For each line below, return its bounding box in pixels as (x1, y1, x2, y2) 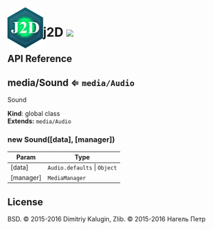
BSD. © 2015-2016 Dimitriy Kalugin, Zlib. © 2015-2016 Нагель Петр (7, 215, 206, 223)
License (7, 196, 43, 208)
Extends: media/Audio (7, 117, 71, 125)
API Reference (7, 53, 73, 65)
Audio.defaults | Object (47, 163, 118, 172)
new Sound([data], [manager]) (7, 135, 115, 145)
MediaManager (47, 174, 87, 182)
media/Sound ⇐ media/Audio (7, 76, 135, 88)
